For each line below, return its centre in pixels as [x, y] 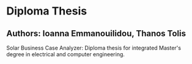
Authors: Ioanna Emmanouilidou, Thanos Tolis [96, 34]
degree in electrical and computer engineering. [66, 54]
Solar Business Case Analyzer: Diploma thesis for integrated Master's [94, 48]
